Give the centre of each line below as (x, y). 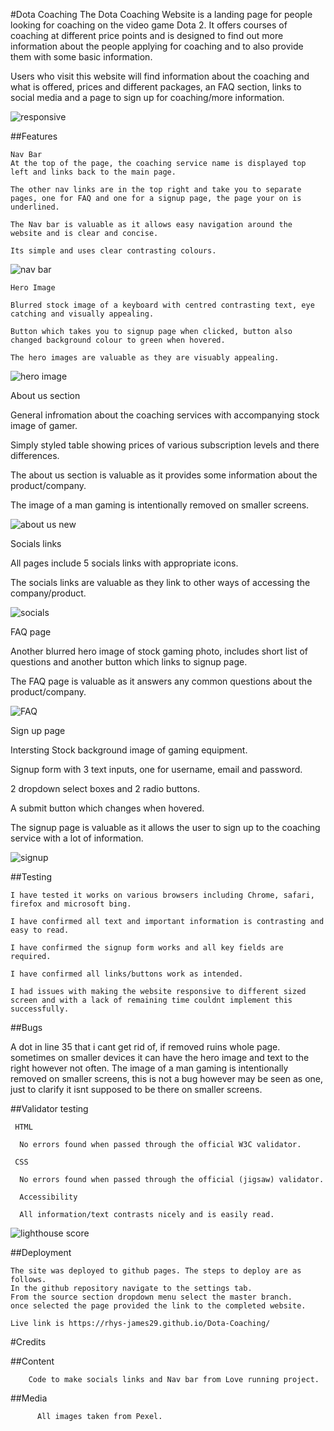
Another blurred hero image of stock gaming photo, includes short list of (159, 651)
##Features (34, 136)
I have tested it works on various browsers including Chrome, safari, (162, 895)
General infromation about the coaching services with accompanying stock (165, 415)
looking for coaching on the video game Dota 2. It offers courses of (149, 25)
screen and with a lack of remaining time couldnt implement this (151, 1000)
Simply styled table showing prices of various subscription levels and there (165, 445)
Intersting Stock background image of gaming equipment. (129, 750)
